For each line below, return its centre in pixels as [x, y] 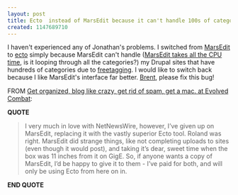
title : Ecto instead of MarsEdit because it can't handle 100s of [109, 21]
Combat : [20, 99]
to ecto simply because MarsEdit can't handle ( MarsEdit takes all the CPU [115, 55]
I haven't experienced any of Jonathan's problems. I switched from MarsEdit [119, 48]
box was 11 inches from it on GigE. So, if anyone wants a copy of [118, 156]
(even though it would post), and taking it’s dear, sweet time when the [126, 149]
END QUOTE [25, 185]
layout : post [27, 14]
